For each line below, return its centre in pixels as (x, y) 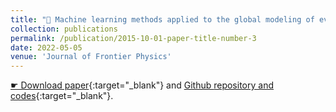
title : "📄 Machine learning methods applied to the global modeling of (162, 19)
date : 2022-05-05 (46, 47)
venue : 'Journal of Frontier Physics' (91, 57)
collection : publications (64, 29)
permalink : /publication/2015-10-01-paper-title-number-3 (133, 38)
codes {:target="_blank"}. (62, 96)
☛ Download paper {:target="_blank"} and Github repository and (142, 85)
